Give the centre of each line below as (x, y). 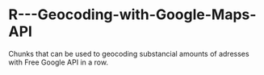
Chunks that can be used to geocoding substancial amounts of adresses (129, 53)
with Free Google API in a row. (59, 62)
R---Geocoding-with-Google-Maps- (132, 15)
